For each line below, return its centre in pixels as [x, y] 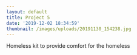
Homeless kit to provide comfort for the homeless [68, 46]
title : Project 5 [28, 18]
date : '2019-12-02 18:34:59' [43, 23]
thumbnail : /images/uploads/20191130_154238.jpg [69, 29]
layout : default [27, 12]
